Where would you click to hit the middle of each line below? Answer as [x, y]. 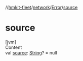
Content [14, 47]
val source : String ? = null [31, 52]
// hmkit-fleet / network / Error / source [41, 7]
